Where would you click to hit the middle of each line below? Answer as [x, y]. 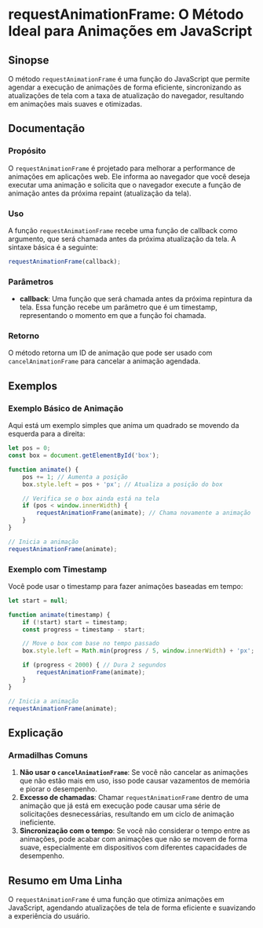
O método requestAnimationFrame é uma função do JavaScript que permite [129, 79]
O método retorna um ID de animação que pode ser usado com [110, 353]
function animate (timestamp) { [59, 615]
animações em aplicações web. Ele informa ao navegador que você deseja [129, 176]
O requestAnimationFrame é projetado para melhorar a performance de [122, 168]
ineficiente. [38, 823]
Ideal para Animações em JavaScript [130, 31]
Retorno [24, 336]
